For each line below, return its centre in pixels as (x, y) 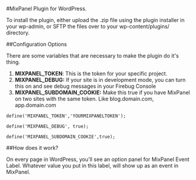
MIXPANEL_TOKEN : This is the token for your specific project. (91, 73)
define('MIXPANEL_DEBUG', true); (48, 127)
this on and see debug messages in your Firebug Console (85, 86)
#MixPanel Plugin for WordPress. (47, 9)
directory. (18, 33)
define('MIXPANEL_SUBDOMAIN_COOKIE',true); (61, 137)
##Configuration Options (37, 44)
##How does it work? (32, 148)
